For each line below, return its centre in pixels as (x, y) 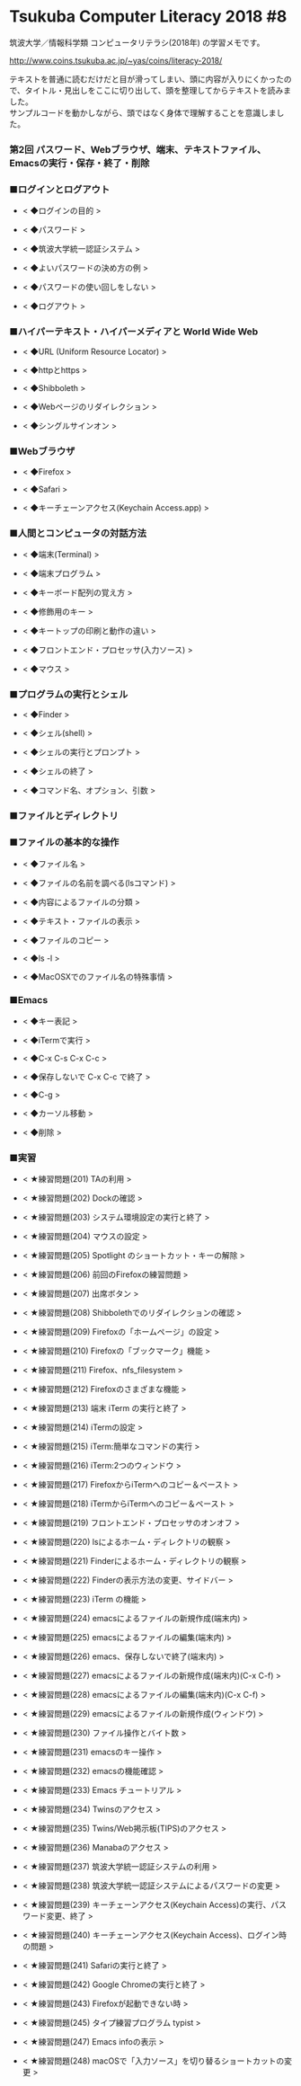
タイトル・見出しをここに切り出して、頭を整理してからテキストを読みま (158, 90)
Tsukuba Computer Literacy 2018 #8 (148, 17)
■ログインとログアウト (60, 189)
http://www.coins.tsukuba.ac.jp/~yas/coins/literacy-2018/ (116, 60)
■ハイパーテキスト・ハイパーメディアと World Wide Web (134, 332)
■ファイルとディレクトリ (64, 816)
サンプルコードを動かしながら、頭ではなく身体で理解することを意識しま (143, 112)
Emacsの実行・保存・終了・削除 (80, 163)
